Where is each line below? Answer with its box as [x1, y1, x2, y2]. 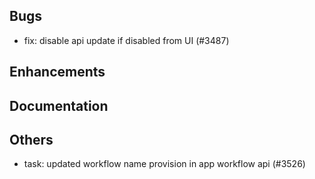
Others [9, 131, 54, 148]
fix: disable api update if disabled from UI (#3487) [23, 34, 230, 46]
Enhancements [9, 64, 106, 81]
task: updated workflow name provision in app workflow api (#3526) [23, 158, 306, 170]
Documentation [9, 97, 109, 114]
